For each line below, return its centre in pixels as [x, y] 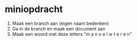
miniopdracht [34, 9]
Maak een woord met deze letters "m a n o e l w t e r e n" [72, 34]
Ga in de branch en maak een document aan [59, 28]
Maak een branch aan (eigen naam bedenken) [60, 23]
